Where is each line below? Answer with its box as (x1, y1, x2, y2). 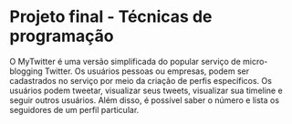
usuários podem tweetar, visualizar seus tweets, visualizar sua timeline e (9, 85, 283, 96)
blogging (9, 66, 43, 77)
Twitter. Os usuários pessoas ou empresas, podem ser (44, 66, 250, 77)
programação (9, 26, 114, 46)
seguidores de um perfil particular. (9, 104, 140, 115)
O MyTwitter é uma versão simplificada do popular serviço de (9, 56, 242, 67)
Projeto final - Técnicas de (9, 6, 213, 27)
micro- (243, 56, 268, 67)
